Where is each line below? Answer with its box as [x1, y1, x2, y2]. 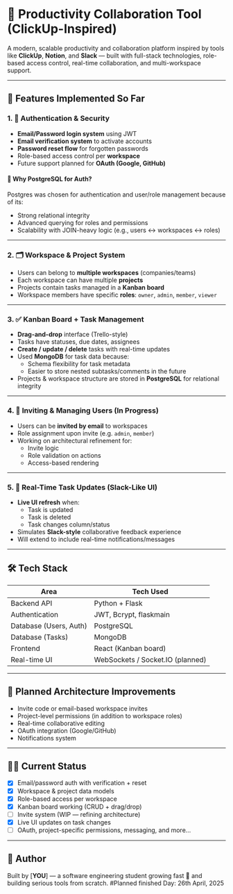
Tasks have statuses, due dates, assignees [17, 338, 140, 346]
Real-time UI [10, 654, 53, 664]
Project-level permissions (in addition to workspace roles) [17, 711, 182, 720]
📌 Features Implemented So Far [7, 93, 146, 105]
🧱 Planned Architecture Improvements [7, 686, 176, 697]
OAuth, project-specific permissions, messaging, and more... [17, 826, 191, 834]
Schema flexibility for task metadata [27, 360, 130, 368]
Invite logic [27, 444, 59, 452]
